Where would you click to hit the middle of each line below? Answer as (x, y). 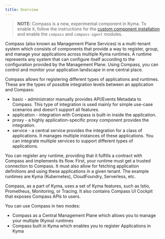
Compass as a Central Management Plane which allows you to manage (84, 215)
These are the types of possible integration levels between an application (79, 84)
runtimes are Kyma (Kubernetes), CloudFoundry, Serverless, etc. (70, 176)
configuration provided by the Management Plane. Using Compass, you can (82, 64)
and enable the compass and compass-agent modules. (70, 34)
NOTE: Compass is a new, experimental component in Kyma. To (82, 24)
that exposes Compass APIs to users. (43, 196)
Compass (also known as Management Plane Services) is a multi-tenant (78, 43)
